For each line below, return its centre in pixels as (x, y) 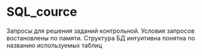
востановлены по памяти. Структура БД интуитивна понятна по (101, 38)
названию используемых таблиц (54, 45)
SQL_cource (42, 12)
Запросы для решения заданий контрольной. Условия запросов (101, 31)
